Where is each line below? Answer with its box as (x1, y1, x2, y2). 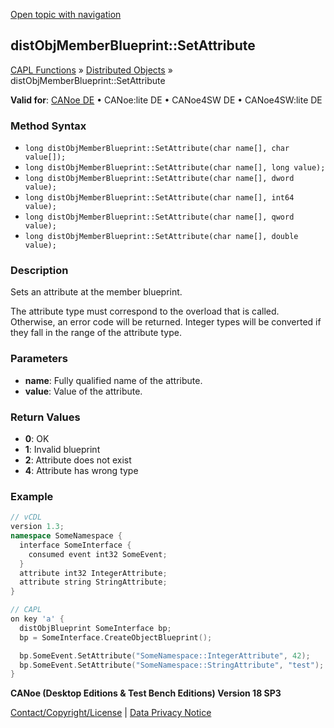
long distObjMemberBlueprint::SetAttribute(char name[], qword (24, 212, 295, 223)
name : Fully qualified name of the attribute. (24, 374, 203, 386)
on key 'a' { (10, 614, 65, 624)
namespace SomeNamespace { (10, 531, 123, 541)
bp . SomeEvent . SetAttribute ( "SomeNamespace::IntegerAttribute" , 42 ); (19, 650, 311, 661)
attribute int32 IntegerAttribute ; (19, 568, 168, 578)
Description (10, 264, 69, 278)
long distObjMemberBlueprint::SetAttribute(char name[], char (24, 144, 290, 154)
